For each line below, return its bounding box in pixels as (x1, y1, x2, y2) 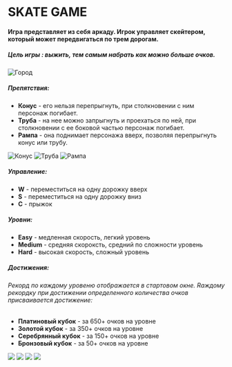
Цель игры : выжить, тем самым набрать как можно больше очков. (8, 51, 216, 59)
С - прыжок (17, 199, 52, 208)
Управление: (8, 168, 48, 176)
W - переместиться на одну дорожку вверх (17, 185, 148, 193)
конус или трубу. (17, 138, 68, 146)
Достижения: (8, 264, 50, 272)
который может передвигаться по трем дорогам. (8, 35, 159, 43)
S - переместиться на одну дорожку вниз (17, 192, 142, 201)
